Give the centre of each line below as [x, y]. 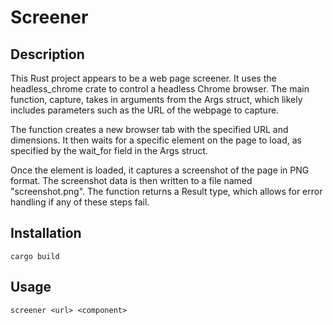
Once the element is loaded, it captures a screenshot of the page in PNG [160, 170]
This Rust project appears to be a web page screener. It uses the [143, 78]
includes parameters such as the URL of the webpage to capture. [145, 110]
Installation [46, 233]
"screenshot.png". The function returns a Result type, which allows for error [166, 191]
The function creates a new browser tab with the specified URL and [149, 129]
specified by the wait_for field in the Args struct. [109, 150]
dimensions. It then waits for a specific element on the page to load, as [156, 140]
